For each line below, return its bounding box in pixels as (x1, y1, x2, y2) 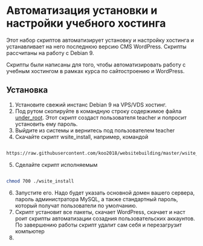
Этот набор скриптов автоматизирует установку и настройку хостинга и (6, 36, 195, 44)
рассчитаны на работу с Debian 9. (6, 49, 95, 56)
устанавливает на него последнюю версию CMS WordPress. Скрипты (6, 43, 187, 50)
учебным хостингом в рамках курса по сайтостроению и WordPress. (6, 67, 185, 74)
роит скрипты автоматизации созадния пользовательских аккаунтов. (14, 215, 195, 222)
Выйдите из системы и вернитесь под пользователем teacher (14, 126, 175, 134)
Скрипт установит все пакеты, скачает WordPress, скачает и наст (14, 208, 185, 215)
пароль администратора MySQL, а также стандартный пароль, (14, 195, 178, 202)
